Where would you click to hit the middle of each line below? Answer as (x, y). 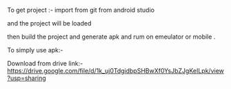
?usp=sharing (27, 78)
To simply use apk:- (35, 50)
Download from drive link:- (45, 63)
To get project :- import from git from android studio (81, 10)
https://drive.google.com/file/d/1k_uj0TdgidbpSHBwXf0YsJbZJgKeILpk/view (115, 71)
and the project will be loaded (49, 23)
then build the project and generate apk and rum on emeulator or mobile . (111, 37)
